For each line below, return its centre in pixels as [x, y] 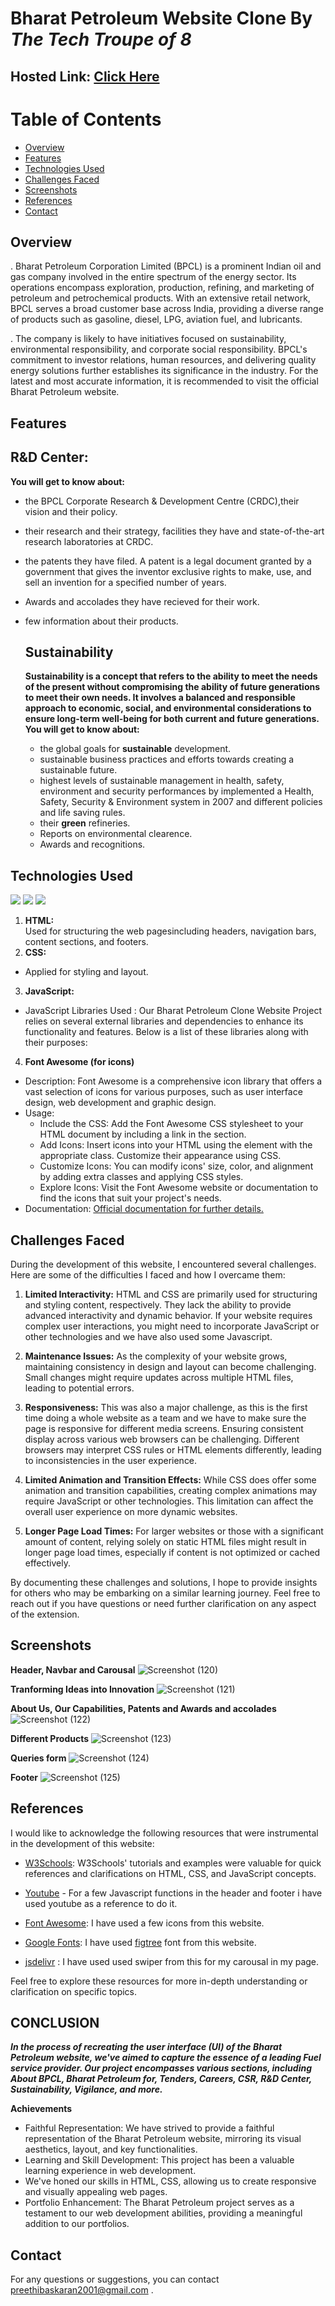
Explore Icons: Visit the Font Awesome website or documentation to [179, 1188]
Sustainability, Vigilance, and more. [86, 2089]
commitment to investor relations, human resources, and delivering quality [163, 360]
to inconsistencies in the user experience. [111, 1460]
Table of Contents [86, 119]
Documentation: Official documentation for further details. [144, 1209]
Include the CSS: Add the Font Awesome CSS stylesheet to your [171, 1124]
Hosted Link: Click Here [85, 76]
